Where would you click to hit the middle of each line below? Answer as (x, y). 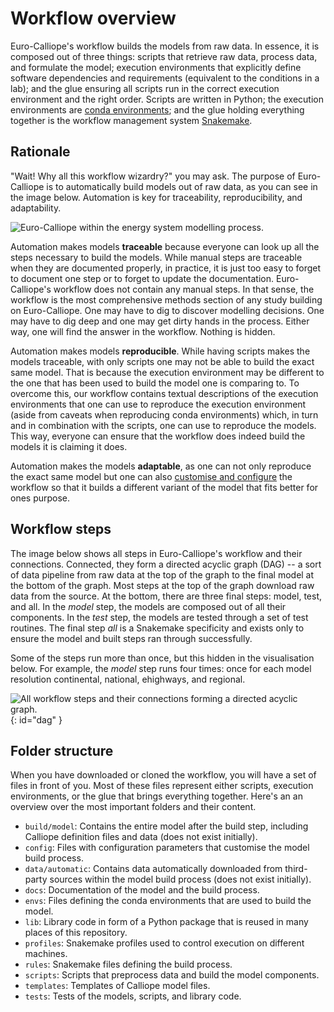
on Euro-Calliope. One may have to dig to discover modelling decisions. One (167, 310)
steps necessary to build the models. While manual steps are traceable (156, 257)
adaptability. (36, 208)
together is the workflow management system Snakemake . (131, 120)
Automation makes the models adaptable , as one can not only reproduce (161, 466)
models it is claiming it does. (69, 446)
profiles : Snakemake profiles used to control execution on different (164, 943)
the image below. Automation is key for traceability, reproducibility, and (156, 197)
